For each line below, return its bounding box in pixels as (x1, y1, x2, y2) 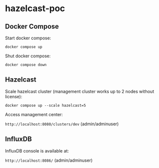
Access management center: (5, 111, 63, 117)
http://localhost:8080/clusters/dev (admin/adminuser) (5, 121, 119, 127)
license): (5, 93, 22, 100)
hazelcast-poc (5, 3, 65, 14)
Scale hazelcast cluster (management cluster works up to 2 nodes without (5, 88, 155, 94)
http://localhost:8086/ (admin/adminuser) (5, 157, 93, 163)
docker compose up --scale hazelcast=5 (5, 103, 86, 108)
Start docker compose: (5, 35, 51, 41)
